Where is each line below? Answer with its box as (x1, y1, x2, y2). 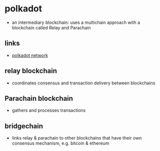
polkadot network (11, 52, 48, 58)
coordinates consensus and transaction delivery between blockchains (11, 80, 156, 86)
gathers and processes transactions (11, 107, 86, 113)
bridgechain (4, 122, 43, 130)
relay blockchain (4, 67, 57, 75)
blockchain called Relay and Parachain (11, 24, 91, 30)
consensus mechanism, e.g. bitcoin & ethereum (11, 140, 110, 147)
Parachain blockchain (4, 94, 73, 102)
